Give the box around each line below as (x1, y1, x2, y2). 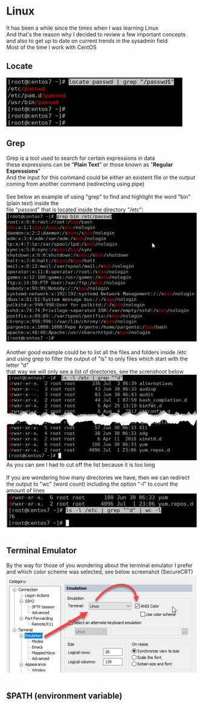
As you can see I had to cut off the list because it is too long (6, 461, 155, 468)
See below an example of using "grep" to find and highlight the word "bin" (6, 193, 191, 200)
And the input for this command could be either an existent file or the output (6, 174, 196, 181)
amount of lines (6, 486, 45, 494)
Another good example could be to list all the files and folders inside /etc (6, 348, 187, 355)
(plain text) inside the (6, 199, 59, 206)
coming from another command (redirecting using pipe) (6, 180, 145, 187)
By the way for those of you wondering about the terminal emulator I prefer (6, 561, 193, 569)
